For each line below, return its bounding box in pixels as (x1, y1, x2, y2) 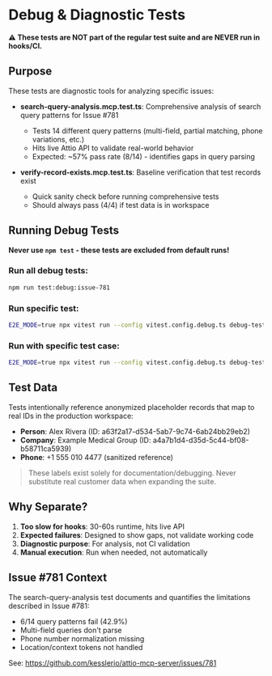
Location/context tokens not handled (19, 642, 143, 652)
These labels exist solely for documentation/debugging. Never (28, 467, 236, 478)
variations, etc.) (32, 134, 85, 144)
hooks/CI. (8, 40, 43, 50)
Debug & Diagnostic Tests (8, 6, 186, 24)
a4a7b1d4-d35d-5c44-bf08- (152, 435, 249, 445)
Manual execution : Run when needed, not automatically (19, 547, 208, 557)
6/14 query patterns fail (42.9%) (19, 616, 128, 626)
